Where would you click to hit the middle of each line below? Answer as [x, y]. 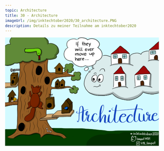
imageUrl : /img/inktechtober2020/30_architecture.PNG [61, 20]
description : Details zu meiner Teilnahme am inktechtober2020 [71, 26]
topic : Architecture [26, 10]
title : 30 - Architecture [31, 15]
